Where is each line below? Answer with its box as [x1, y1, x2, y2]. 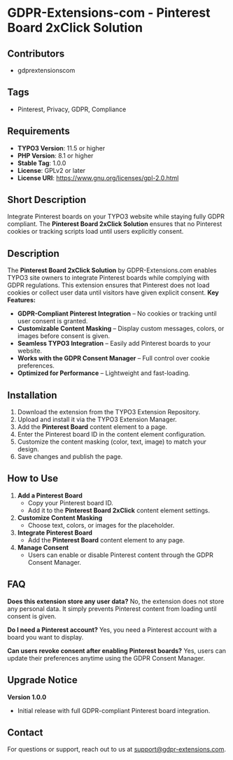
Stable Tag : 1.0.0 [17, 159, 66, 167]
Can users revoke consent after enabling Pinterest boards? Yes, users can [7, 646, 226, 655]
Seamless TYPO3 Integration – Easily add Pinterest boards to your [17, 339, 211, 348]
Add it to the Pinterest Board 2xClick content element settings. [27, 506, 211, 514]
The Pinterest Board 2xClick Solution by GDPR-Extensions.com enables [7, 266, 217, 274]
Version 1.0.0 [7, 693, 47, 701]
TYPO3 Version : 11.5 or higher [17, 143, 106, 152]
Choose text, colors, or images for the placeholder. [27, 521, 175, 529]
